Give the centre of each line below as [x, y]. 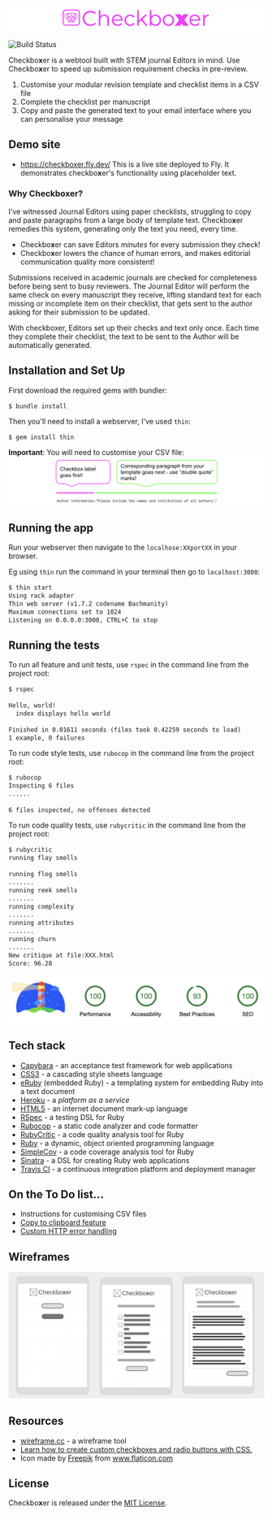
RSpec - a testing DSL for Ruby [72, 1117]
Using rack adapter [41, 596]
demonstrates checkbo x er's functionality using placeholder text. [128, 172]
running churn [32, 940]
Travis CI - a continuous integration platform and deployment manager [138, 1169]
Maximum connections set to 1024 [65, 612]
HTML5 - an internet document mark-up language [104, 1109]
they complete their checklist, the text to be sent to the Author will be [124, 336]
